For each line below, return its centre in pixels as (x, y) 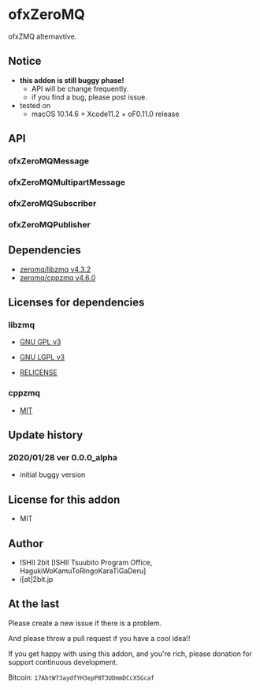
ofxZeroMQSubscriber (52, 203)
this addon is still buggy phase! (72, 80)
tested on (35, 105)
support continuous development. (63, 662)
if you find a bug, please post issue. (89, 97)
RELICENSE (38, 373)
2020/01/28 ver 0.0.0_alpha (63, 457)
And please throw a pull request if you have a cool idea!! (99, 638)
